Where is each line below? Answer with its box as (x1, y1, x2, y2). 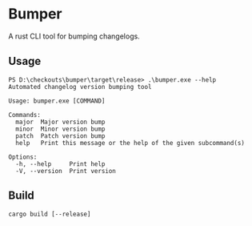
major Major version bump (15, 118, 106, 126)
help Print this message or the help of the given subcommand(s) (15, 139, 246, 147)
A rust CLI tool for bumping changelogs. (8, 31, 140, 41)
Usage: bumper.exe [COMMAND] (8, 97, 106, 105)
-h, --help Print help (15, 159, 106, 168)
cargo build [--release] (8, 210, 91, 218)
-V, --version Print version (15, 167, 116, 175)
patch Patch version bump (15, 131, 106, 140)
